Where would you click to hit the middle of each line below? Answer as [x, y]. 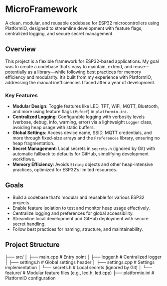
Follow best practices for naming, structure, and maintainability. [78, 229]
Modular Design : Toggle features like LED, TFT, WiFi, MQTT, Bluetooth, [86, 106]
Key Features [22, 95]
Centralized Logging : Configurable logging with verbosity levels [79, 117]
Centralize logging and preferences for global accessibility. [73, 213]
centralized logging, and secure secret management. [59, 33]
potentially [16, 72]
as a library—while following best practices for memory [84, 72]
